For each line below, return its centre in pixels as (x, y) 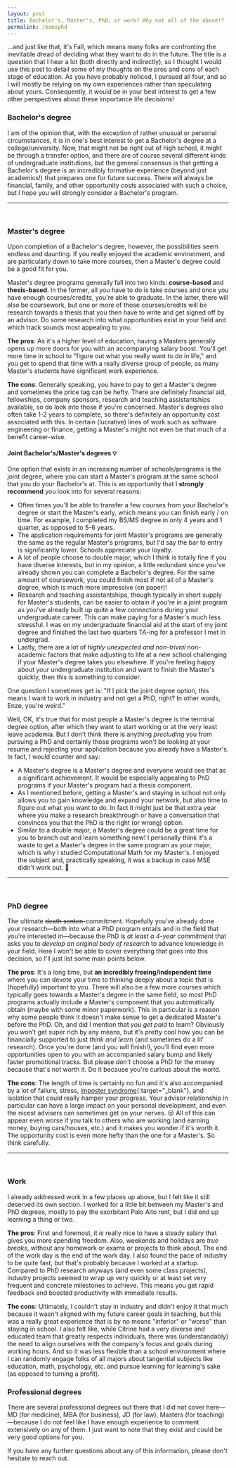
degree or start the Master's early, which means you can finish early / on (123, 513)
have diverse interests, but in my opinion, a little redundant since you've (122, 565)
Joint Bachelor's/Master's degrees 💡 (62, 453)
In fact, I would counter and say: (54, 757)
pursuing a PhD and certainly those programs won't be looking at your (109, 742)
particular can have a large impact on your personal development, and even (117, 1106)
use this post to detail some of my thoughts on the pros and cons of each (113, 69)
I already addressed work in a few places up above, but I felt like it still (109, 1196)
